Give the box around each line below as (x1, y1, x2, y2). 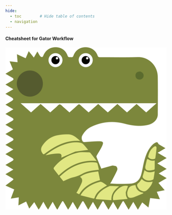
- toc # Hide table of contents (10, 13, 95, 19)
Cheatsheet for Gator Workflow (5, 35, 74, 41)
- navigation (10, 19, 38, 24)
